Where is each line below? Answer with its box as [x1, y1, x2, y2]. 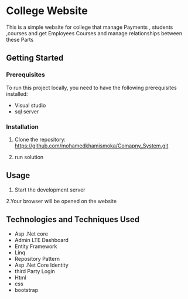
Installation [6, 122, 39, 130]
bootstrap [14, 286, 39, 293]
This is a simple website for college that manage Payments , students [6, 23, 173, 31]
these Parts [6, 36, 34, 43]
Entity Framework [14, 243, 57, 250]
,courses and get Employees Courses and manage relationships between [6, 29, 183, 36]
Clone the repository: [14, 136, 66, 143]
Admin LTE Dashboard [14, 236, 69, 243]
